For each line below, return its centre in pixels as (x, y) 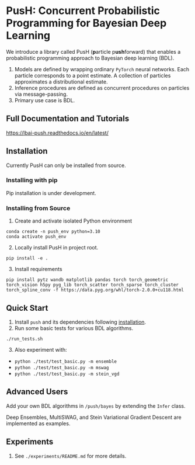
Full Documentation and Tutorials (68, 119)
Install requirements (38, 269)
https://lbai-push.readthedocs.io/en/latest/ (58, 133)
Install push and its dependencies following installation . (80, 322)
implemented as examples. (38, 423)
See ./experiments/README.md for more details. (70, 456)
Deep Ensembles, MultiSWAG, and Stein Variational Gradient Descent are (94, 417)
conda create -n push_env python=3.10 (53, 232)
